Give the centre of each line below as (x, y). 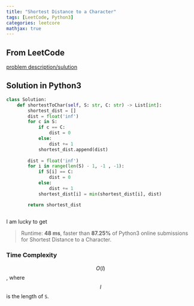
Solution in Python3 (44, 86)
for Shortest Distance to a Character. (66, 240)
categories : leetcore (33, 23)
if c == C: (52, 127)
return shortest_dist (55, 205)
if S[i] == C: (56, 172)
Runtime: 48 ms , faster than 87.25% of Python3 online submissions (104, 233)
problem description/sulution (42, 67)
